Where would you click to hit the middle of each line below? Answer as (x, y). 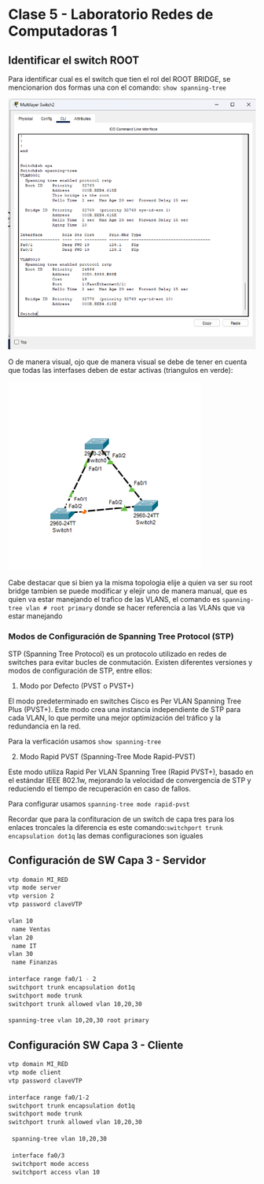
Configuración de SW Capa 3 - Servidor (107, 860)
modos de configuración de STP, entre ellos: (80, 670)
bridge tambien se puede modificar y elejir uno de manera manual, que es (128, 591)
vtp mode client (35, 1072)
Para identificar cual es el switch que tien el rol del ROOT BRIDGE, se (119, 79)
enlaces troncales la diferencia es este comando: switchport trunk (115, 827)
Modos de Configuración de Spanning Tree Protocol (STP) (121, 636)
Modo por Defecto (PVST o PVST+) (77, 685)
